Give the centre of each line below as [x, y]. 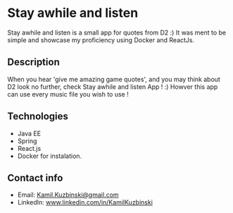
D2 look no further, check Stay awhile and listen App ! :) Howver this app [113, 87]
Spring [27, 141]
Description [33, 62]
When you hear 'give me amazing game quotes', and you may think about [114, 79]
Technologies [38, 117]
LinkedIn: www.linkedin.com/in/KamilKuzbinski [85, 202]
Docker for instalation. [50, 156]
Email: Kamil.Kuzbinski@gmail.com [68, 195]
